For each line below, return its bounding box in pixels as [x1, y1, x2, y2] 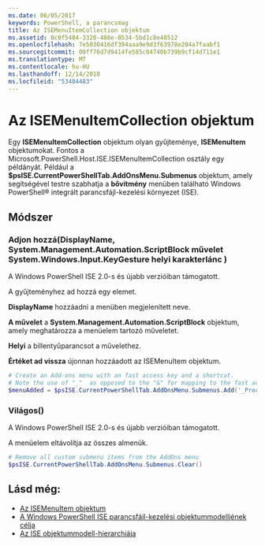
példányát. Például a [8, 162, 75, 172]
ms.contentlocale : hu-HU [8, 63, 90, 71]
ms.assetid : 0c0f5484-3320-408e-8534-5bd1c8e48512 [8, 33, 178, 42]
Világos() [8, 405, 45, 416]
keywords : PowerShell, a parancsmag [8, 19, 129, 27]
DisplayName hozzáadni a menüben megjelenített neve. [8, 303, 191, 312]
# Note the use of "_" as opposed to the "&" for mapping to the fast [8, 379, 248, 387]
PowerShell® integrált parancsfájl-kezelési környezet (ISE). [8, 188, 200, 197]
